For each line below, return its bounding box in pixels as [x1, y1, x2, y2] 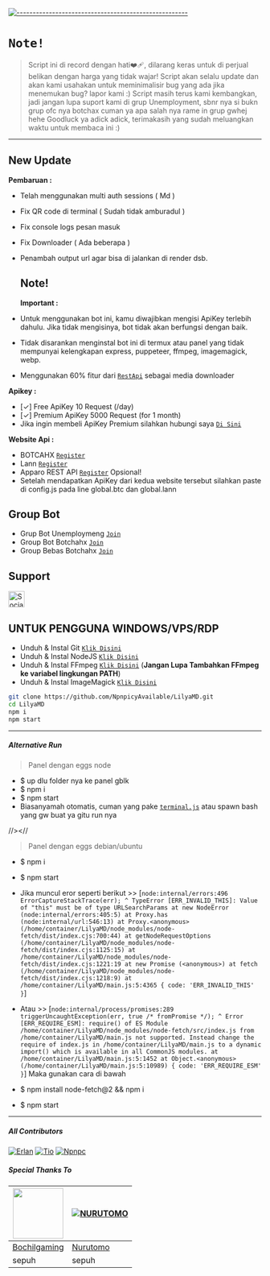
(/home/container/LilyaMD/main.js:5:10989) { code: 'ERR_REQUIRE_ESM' [19, 1062, 262, 1071]
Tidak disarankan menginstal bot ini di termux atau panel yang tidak [19, 338, 244, 347]
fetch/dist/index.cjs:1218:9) [19, 975, 122, 983]
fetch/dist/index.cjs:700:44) [19, 932, 122, 940]
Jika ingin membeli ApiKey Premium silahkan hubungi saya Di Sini [19, 419, 242, 429]
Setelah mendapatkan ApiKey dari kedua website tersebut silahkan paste [19, 475, 262, 485]
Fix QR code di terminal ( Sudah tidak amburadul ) [19, 206, 186, 216]
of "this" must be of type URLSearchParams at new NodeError [19, 904, 230, 912]
